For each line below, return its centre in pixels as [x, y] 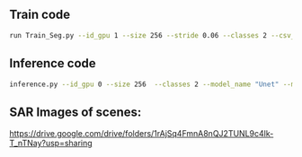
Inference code [53, 63]
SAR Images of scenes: [75, 112]
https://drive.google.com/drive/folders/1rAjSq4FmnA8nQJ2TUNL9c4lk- [142, 134]
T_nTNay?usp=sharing [51, 144]
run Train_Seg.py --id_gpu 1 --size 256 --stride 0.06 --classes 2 [138, 35]
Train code [40, 15]
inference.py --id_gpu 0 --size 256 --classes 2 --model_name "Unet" [144, 84]
